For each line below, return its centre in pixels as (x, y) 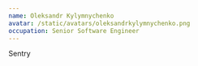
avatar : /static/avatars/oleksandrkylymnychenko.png (99, 23)
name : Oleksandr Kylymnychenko (61, 16)
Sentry (19, 54)
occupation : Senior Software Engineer (74, 31)
